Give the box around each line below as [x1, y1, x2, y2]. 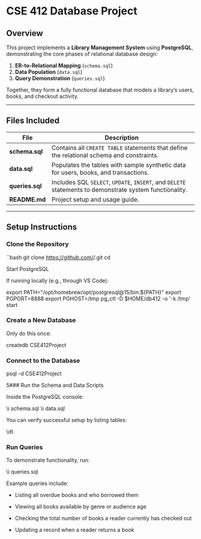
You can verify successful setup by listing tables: [6, 417, 127, 424]
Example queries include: [6, 480, 69, 487]
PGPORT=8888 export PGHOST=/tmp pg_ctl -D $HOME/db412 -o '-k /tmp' [6, 295, 191, 302]
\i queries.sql [6, 468, 39, 475]
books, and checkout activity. [6, 93, 79, 100]
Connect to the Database [6, 356, 81, 365]
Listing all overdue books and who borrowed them [14, 492, 139, 499]
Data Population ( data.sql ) [14, 68, 83, 76]
